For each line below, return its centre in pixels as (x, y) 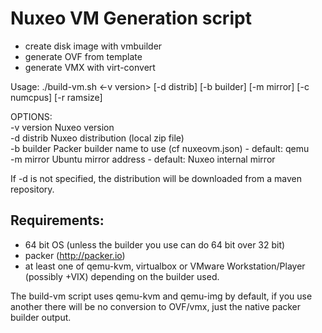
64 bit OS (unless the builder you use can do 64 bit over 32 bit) (155, 244)
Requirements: (57, 220)
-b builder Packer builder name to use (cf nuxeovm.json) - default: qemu (160, 148)
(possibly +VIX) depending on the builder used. (122, 276)
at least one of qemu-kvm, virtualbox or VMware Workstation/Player (165, 266)
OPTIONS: (31, 116)
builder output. (41, 317)
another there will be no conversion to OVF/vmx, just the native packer (156, 306)
